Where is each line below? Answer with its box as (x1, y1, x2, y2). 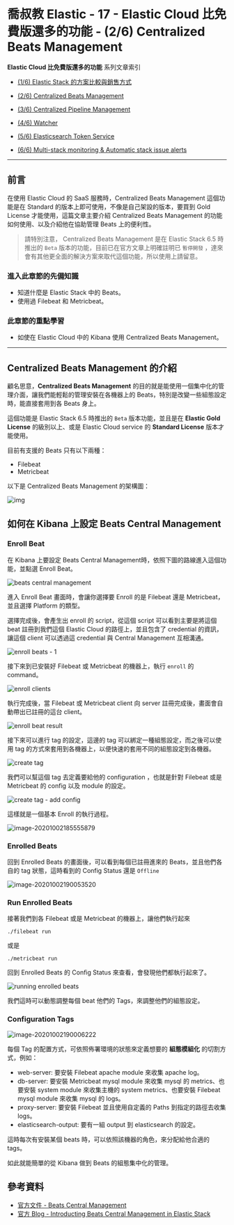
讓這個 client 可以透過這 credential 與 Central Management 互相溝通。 (7, 633, 208, 642)
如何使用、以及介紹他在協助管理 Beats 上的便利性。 (7, 220, 155, 228)
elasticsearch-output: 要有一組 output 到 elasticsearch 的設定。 (17, 1120, 200, 1128)
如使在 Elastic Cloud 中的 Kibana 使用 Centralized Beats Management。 (17, 333, 223, 342)
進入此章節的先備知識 (7, 271, 79, 280)
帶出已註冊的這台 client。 (13, 707, 86, 716)
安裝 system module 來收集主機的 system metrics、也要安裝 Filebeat (23, 1085, 221, 1093)
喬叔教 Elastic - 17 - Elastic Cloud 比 (7, 6, 214, 22)
